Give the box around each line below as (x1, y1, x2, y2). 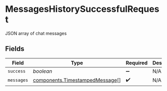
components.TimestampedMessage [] (33, 77, 121, 84)
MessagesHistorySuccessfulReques (5, 3, 160, 15)
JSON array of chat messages (5, 30, 67, 36)
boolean (33, 68, 52, 75)
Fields (5, 45, 25, 53)
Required (126, 59, 148, 66)
